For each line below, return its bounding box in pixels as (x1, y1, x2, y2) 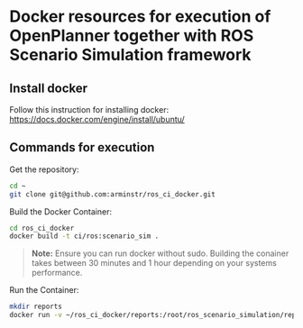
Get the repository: (9, 164, 79, 175)
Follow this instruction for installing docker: (9, 105, 170, 114)
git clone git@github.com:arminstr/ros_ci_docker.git (9, 189, 216, 199)
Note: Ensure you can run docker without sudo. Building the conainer (31, 248, 289, 259)
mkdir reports (9, 302, 63, 312)
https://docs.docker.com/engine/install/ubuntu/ (9, 114, 185, 124)
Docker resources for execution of (9, 6, 271, 27)
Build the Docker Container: (9, 205, 113, 217)
